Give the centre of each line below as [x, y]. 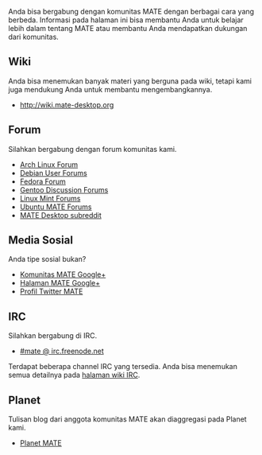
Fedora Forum [42, 181]
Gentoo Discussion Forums [64, 189]
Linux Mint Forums [50, 198]
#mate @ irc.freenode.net [62, 351]
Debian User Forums [53, 173]
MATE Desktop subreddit [60, 215]
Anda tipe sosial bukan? [47, 259]
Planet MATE [40, 443]
